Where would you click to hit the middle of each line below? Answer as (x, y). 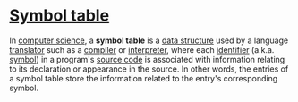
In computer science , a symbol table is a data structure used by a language (149, 40)
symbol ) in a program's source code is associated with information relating (147, 59)
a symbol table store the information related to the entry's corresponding (144, 78)
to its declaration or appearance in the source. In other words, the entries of (149, 69)
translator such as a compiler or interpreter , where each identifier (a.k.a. (142, 49)
